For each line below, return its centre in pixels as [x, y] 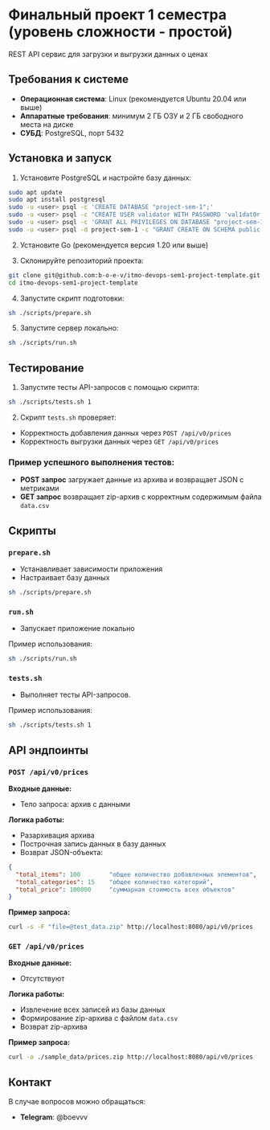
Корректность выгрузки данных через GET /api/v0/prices [119, 441]
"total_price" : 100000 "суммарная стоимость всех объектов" [125, 890]
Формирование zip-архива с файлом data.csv [99, 1018]
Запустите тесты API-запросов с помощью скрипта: [109, 387]
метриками [39, 489]
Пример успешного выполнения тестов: [92, 462]
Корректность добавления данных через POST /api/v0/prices [125, 433]
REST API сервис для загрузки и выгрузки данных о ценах [108, 54]
